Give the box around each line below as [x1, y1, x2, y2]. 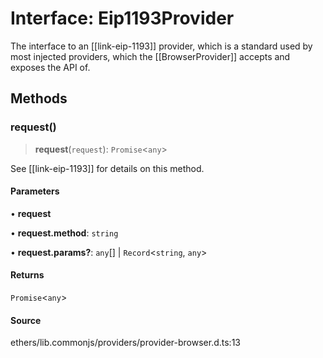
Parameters [10, 185, 60, 197]
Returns [10, 269, 45, 281]
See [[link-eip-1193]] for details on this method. [10, 162, 205, 174]
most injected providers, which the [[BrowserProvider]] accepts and [10, 50, 291, 62]
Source [10, 314, 42, 326]
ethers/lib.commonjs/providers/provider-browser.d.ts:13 [10, 337, 241, 349]
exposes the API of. [10, 61, 91, 73]
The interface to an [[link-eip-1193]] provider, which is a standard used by [10, 40, 313, 52]
